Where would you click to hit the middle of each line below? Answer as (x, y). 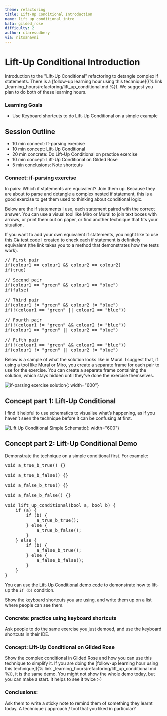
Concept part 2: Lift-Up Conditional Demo (71, 443)
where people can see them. (34, 605)
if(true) (16, 270)
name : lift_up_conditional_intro (40, 19)
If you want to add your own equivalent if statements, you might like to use (82, 235)
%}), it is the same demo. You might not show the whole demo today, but (80, 674)
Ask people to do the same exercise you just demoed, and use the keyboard (83, 629)
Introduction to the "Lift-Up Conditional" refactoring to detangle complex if (82, 76)
